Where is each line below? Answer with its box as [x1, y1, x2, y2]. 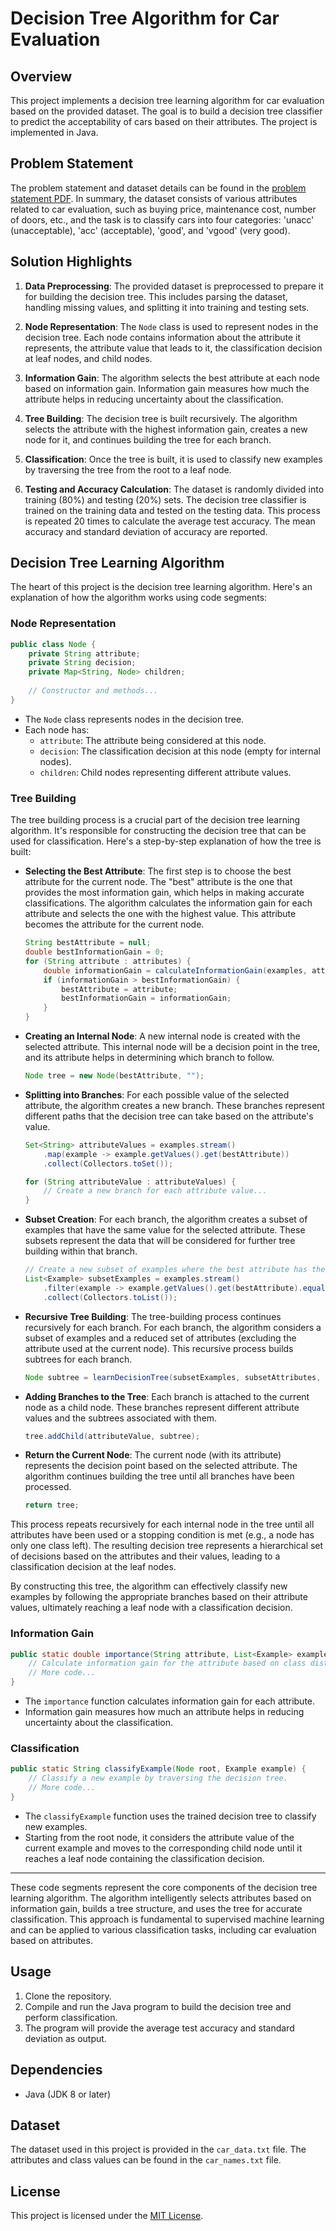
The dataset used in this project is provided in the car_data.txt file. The [10, 2143, 307, 2156]
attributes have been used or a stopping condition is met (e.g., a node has [10, 1529, 315, 1541]
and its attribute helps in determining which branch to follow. [24, 1052, 275, 1064]
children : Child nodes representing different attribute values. [39, 766, 292, 778]
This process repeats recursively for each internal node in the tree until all [10, 1518, 315, 1531]
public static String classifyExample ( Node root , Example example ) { [10, 1764, 307, 1774]
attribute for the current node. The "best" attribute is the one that [24, 876, 293, 888]
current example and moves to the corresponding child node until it [24, 1842, 303, 1854]
